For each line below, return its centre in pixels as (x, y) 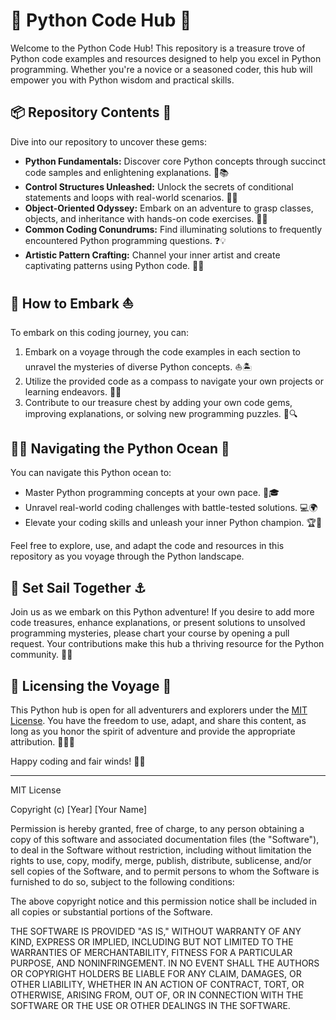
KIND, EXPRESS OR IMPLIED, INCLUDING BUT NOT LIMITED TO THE (152, 942)
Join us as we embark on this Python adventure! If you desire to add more (162, 612)
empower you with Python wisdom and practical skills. (122, 80)
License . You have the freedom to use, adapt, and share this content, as (158, 720)
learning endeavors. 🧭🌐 (73, 391)
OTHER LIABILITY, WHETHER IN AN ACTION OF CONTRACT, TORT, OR (157, 984)
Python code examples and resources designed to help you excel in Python (166, 58)
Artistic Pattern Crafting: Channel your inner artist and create (152, 255)
